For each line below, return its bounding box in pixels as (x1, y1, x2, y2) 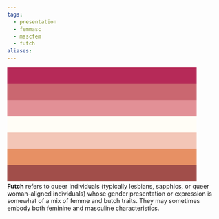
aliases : (7, 48, 32, 54)
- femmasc (13, 25, 41, 32)
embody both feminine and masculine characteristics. (7, 204, 160, 212)
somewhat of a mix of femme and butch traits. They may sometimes (7, 197, 200, 205)
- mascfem (13, 33, 41, 40)
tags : (7, 11, 23, 18)
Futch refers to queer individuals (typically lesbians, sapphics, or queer (7, 182, 209, 190)
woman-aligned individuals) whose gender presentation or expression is (7, 189, 212, 198)
